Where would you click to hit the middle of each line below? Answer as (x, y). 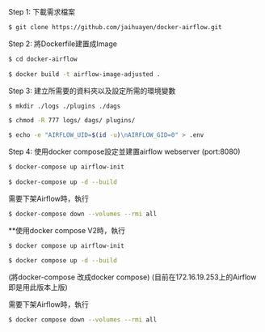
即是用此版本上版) (38, 287)
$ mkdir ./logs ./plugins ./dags (65, 106)
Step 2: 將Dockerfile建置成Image (63, 44)
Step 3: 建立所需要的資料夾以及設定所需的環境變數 (92, 91)
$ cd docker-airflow (43, 59)
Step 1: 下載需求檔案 (42, 12)
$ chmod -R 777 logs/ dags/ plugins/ (72, 121)
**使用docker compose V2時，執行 (67, 230)
